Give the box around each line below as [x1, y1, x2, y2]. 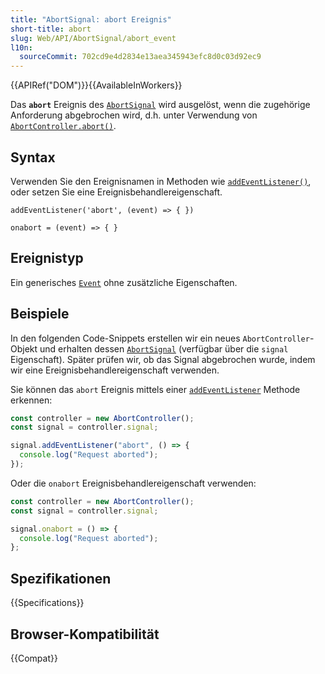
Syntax [10, 149, 56, 166]
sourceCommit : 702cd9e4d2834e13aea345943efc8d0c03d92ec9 [19, 52, 262, 62]
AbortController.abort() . [10, 120, 117, 132]
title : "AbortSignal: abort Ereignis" [10, 14, 172, 25]
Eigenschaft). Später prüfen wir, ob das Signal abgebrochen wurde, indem [10, 353, 316, 365]
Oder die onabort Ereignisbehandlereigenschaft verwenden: [10, 477, 257, 489]
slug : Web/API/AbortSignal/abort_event [10, 33, 177, 43]
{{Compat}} [10, 652, 58, 664]
